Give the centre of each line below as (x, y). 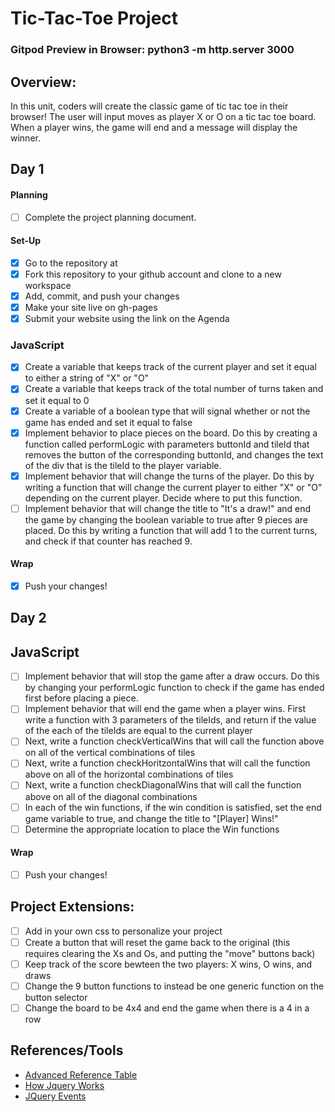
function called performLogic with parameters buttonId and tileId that (167, 444)
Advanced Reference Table (81, 1074)
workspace (48, 285)
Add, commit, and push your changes (102, 296)
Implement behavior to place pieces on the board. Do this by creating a (171, 433)
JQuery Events (55, 1096)
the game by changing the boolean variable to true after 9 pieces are (166, 519)
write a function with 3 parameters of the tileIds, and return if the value (170, 720)
